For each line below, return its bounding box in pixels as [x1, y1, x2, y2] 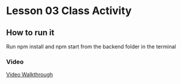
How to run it [6, 28, 55, 38]
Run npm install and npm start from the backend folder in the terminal [6, 43, 176, 50]
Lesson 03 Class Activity [6, 4, 132, 18]
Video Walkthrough [6, 71, 53, 78]
